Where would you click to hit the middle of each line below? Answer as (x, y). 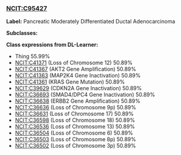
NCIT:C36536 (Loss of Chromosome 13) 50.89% (75, 127)
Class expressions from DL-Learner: (52, 45)
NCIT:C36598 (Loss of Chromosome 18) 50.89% (75, 120)
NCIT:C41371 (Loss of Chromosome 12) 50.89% (74, 63)
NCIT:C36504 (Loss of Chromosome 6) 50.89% (74, 133)
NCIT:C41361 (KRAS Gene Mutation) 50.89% (70, 82)
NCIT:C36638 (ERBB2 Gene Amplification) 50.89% (78, 101)
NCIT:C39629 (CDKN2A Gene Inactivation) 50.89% (78, 88)
